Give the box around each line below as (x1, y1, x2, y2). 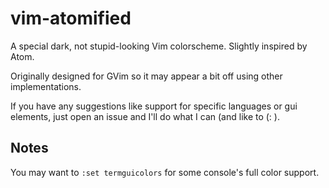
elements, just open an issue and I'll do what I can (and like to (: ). (10, 110, 280, 122)
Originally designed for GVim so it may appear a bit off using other (10, 70, 283, 82)
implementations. (10, 80, 82, 92)
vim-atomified (10, 7, 132, 30)
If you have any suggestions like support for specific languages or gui (10, 100, 298, 112)
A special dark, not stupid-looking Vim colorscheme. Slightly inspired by (10, 40, 308, 52)
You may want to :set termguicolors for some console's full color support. (10, 166, 320, 178)
